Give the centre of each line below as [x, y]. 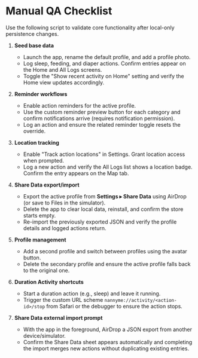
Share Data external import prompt [58, 317]
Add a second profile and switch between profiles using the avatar [105, 251]
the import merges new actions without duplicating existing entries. [106, 348]
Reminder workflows [41, 94]
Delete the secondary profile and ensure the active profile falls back [107, 264]
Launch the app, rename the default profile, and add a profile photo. [107, 57]
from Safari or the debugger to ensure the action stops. [115, 306]
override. [34, 131]
